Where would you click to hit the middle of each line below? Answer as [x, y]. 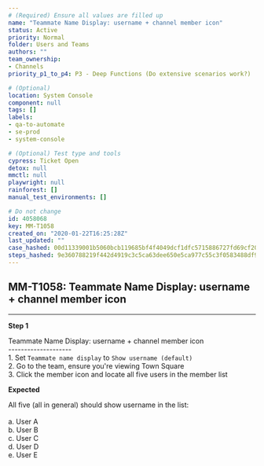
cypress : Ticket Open [44, 161]
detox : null [27, 168]
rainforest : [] [33, 190]
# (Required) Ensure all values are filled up [86, 15]
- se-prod [24, 132]
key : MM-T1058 [31, 226]
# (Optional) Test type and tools [65, 153]
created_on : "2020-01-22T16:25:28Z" [68, 233]
